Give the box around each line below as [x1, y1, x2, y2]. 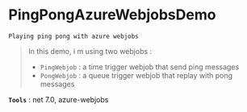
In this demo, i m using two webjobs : [27, 46, 153, 56]
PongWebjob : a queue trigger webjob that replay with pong [40, 70, 232, 80]
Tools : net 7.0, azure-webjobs [8, 94, 109, 104]
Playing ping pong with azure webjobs [8, 32, 139, 40]
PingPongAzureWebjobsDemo [8, 6, 216, 24]
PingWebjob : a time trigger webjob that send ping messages [40, 62, 240, 72]
